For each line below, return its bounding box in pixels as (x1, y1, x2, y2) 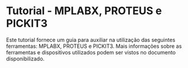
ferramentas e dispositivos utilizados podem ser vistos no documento (6, 48, 176, 56)
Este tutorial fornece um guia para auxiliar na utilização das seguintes (6, 36, 176, 43)
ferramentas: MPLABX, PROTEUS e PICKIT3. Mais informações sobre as (6, 43, 182, 50)
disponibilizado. (6, 55, 45, 62)
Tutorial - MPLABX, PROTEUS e (6, 4, 162, 18)
